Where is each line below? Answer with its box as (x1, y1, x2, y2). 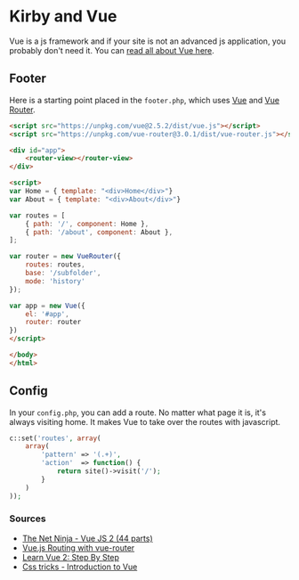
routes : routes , (25, 260, 86, 269)
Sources (9, 512, 46, 525)
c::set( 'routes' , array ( (9, 434, 101, 443)
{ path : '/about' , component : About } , (25, 227, 174, 237)
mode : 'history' (25, 276, 86, 286)
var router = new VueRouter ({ (9, 252, 122, 261)
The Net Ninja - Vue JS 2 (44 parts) (21, 533, 153, 543)
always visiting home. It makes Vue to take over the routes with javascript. (9, 416, 281, 427)
